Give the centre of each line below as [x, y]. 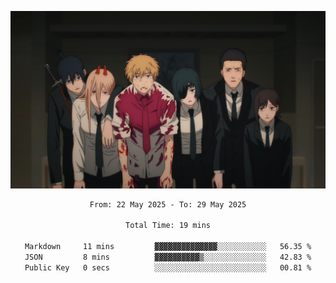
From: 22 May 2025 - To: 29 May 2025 [168, 204]
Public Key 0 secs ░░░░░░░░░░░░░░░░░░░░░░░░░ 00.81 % [168, 267]
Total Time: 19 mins [168, 226]
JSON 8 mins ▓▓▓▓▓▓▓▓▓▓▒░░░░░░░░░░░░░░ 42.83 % [168, 257]
